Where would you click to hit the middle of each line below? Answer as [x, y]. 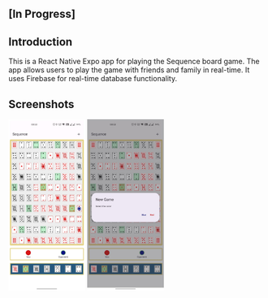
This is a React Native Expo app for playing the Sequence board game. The [134, 62]
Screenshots [41, 104]
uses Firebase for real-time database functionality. [93, 79]
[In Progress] [42, 14]
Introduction [41, 42]
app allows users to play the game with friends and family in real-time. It [129, 70]
